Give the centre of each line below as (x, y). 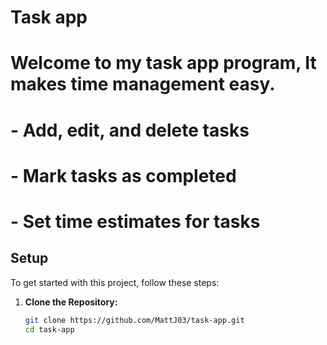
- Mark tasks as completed (123, 175)
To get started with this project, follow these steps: (115, 282)
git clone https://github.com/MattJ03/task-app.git (134, 320)
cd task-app (49, 329)
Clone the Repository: (71, 302)
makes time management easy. (143, 84)
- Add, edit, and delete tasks (130, 130)
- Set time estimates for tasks (135, 221)
